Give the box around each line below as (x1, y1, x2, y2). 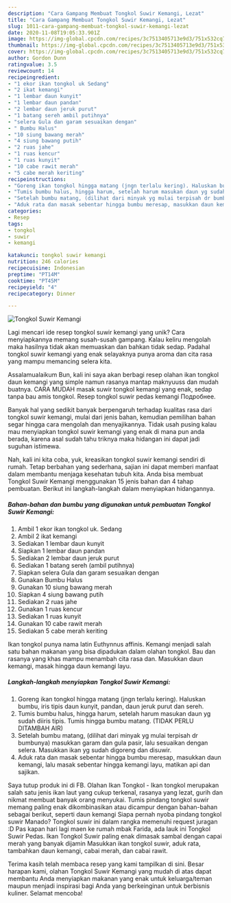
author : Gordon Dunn (8, 55, 67, 62)
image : (8, 36, 27, 43)
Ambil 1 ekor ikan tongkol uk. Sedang (17, 525, 123, 533)
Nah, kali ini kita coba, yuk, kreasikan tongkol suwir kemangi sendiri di (8, 455, 206, 463)
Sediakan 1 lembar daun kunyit (17, 540, 105, 548)
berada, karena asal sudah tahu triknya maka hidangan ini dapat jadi (8, 435, 200, 443)
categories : (8, 208, 42, 215)
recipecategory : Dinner (8, 290, 76, 297)
